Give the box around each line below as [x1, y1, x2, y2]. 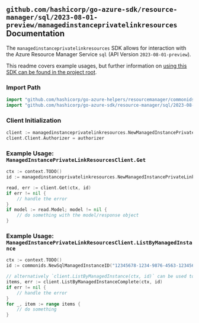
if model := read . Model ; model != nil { [6, 207, 108, 213]
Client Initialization [6, 116, 62, 124]
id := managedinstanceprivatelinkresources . [6, 174, 118, 180]
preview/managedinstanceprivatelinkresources [6, 21, 178, 30]
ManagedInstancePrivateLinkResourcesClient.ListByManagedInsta [6, 239, 192, 246]
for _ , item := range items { [6, 301, 81, 307]
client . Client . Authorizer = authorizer [6, 135, 105, 142]
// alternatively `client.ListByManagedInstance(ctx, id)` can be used [6, 273, 187, 280]
